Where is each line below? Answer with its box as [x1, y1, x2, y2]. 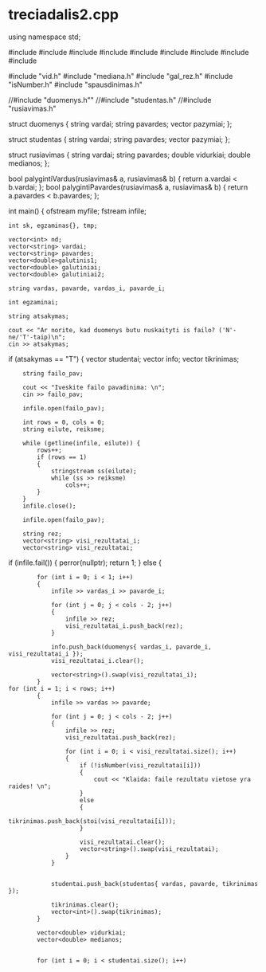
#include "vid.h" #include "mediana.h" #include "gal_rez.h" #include [8, 71, 233, 80]
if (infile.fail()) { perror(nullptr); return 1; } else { [8, 558, 162, 567]
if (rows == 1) [37, 453, 88, 461]
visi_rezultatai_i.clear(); [50, 656, 145, 664]
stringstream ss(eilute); [50, 467, 137, 475]
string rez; [22, 530, 62, 538]
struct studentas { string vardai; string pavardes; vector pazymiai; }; [8, 134, 231, 144]
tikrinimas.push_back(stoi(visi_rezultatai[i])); [8, 817, 177, 825]
